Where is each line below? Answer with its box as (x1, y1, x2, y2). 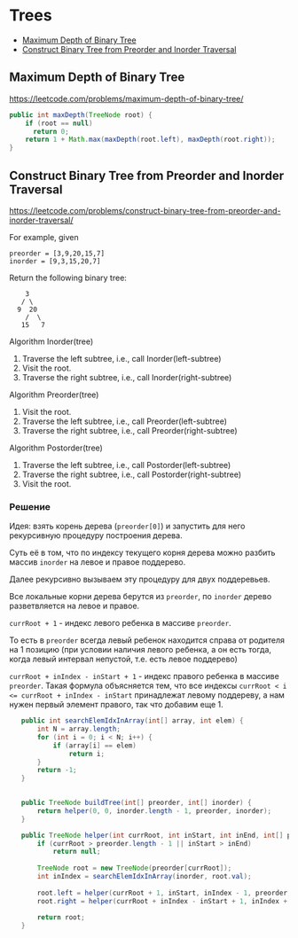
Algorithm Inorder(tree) (9, 336, 94, 347)
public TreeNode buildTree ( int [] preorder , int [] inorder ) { (20, 799, 252, 808)
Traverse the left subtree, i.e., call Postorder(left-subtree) (21, 459, 231, 470)
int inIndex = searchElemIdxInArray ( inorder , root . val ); (36, 872, 252, 881)
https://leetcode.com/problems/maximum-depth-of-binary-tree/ (9, 93, 244, 104)
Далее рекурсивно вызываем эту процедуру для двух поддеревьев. (9, 574, 271, 585)
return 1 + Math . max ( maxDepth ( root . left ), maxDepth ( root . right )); (25, 135, 276, 145)
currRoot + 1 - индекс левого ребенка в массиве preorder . (9, 618, 232, 629)
